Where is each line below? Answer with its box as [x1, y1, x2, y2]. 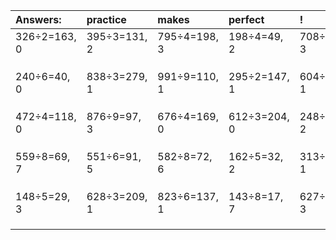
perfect [228, 13, 265, 26]
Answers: [15, 13, 62, 26]
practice [86, 13, 127, 26]
